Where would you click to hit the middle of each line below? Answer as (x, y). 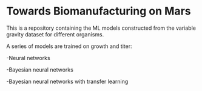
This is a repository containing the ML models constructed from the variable (101, 28)
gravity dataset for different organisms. (55, 34)
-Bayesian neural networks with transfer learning (67, 81)
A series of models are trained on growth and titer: (69, 46)
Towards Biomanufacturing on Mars (99, 11)
